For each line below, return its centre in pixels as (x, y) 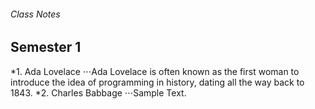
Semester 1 (46, 47)
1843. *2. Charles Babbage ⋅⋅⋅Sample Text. (98, 92)
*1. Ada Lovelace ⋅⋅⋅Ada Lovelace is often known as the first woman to (155, 71)
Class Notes (35, 14)
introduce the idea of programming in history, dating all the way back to (157, 82)
